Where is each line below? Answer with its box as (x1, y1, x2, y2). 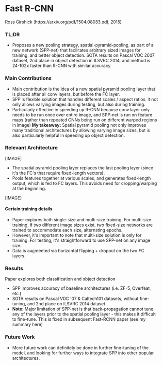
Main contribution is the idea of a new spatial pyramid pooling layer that (12, 86, 155, 92)
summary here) (12, 321, 43, 328)
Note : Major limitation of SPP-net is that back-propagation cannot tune (12, 306, 154, 312)
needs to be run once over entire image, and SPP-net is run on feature (12, 112, 153, 117)
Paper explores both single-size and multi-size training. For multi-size (12, 217, 152, 223)
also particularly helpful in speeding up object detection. (12, 132, 125, 138)
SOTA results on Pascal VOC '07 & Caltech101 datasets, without (12, 296, 139, 301)
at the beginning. (12, 185, 46, 191)
